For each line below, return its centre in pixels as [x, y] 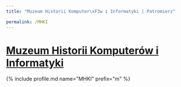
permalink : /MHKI [27, 22]
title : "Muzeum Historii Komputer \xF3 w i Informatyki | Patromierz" [91, 11]
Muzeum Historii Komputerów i [82, 50]
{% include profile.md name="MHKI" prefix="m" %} [68, 79]
